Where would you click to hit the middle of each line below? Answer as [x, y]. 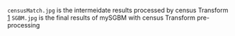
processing [24, 25]
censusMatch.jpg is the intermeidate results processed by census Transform [118, 10]
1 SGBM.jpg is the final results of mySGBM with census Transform [102, 18]
